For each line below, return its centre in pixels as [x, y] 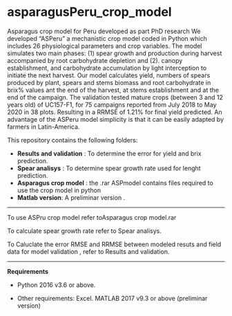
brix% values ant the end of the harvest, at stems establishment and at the [113, 90]
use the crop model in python [59, 190]
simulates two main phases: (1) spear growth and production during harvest [115, 53]
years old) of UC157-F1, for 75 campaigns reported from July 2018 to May [112, 104]
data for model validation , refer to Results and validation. [88, 251]
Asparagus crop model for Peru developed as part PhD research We [104, 31]
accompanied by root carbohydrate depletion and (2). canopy [95, 60]
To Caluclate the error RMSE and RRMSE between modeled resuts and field [114, 244]
